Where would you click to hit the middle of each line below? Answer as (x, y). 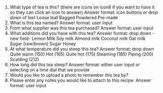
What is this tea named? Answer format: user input (61, 23)
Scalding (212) (24, 59)
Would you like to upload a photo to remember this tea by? (69, 75)
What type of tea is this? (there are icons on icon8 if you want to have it (82, 7)
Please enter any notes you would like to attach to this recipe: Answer (81, 80)
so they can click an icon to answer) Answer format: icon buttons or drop (84, 12)
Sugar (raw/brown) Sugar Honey (43, 44)
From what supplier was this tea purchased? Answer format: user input (81, 28)
